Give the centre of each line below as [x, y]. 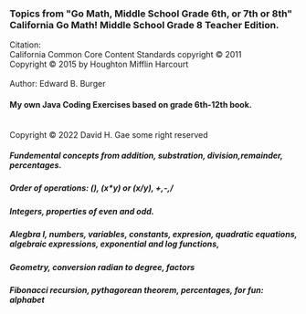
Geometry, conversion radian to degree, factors [102, 267]
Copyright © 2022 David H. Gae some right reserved [109, 134]
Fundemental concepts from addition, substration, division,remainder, [146, 156]
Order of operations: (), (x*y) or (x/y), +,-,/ [91, 188]
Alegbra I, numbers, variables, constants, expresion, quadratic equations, [153, 235]
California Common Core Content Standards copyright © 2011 [126, 55]
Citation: [25, 45]
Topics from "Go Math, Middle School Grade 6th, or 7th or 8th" [151, 14]
